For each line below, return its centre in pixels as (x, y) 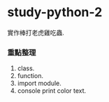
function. (30, 76)
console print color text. (52, 91)
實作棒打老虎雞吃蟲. (36, 32)
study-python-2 (55, 12)
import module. (39, 83)
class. (26, 68)
